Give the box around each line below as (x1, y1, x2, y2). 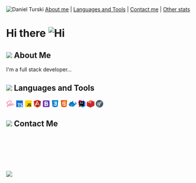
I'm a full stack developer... (6, 66, 72, 73)
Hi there (6, 27, 46, 40)
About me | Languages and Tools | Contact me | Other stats (45, 6, 191, 12)
